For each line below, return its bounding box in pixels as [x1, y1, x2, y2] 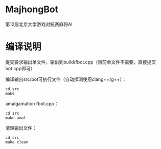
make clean [5, 139, 29, 144]
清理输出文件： [5, 124, 37, 131]
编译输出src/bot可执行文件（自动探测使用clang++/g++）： [5, 76, 127, 82]
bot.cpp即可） [5, 65, 35, 71]
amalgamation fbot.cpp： [5, 100, 59, 107]
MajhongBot [5, 4, 59, 15]
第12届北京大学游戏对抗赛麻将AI [5, 21, 73, 27]
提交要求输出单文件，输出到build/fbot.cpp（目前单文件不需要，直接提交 [5, 59, 156, 65]
